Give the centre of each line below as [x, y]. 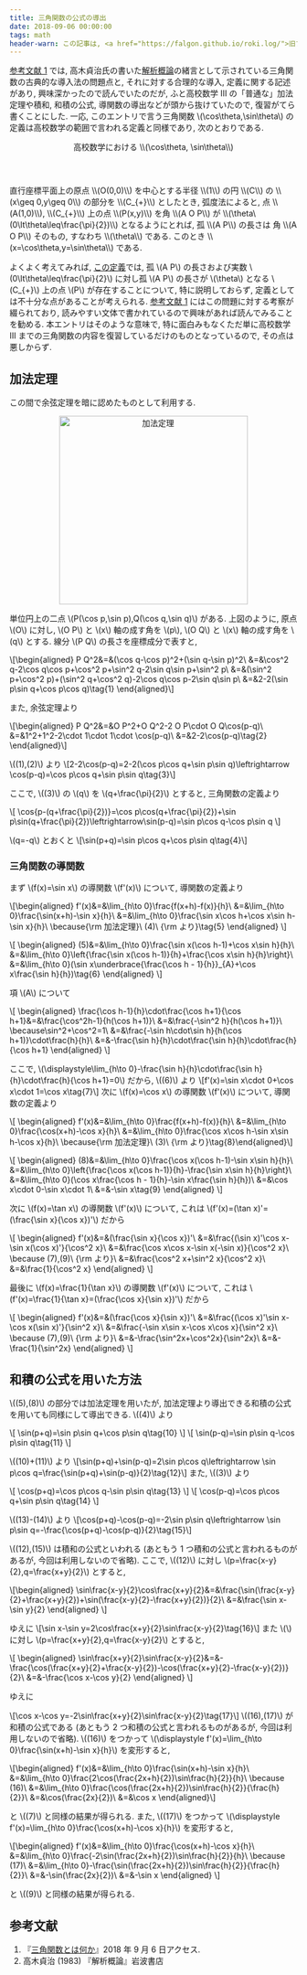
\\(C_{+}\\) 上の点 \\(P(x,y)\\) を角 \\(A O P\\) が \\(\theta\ [151, 214]
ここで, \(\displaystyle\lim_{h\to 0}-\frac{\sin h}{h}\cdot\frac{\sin [131, 1069]
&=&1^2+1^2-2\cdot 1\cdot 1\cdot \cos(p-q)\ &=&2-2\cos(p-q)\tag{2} [138, 736]
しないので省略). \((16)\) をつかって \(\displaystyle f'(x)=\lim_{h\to [140, 1739]
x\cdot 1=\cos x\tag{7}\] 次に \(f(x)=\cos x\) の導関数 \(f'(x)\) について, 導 [146, 1092]
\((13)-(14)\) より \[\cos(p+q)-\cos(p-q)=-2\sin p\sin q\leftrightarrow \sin [145, 1520]
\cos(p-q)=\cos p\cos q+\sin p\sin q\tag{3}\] [93, 774]
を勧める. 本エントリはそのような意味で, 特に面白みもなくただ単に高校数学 [150, 325]
